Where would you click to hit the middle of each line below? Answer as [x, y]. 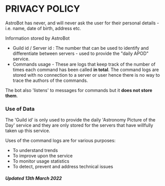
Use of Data [20, 109]
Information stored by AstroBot [38, 38]
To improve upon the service [43, 156]
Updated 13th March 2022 [34, 178]
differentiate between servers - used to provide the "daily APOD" [80, 53]
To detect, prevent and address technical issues [63, 167]
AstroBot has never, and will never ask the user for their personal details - [82, 23]
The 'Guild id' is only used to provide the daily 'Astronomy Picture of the [80, 120]
